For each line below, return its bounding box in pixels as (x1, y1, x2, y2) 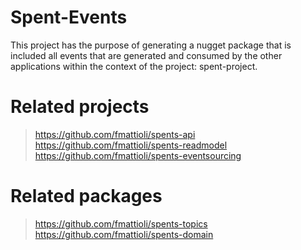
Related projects (10, 96, 150, 118)
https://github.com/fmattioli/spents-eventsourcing (34, 149, 242, 161)
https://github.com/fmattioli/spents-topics (34, 217, 208, 230)
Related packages (10, 185, 163, 208)
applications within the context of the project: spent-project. (10, 60, 258, 72)
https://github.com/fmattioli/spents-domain (34, 228, 214, 240)
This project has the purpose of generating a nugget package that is (10, 39, 292, 51)
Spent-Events (10, 6, 128, 29)
